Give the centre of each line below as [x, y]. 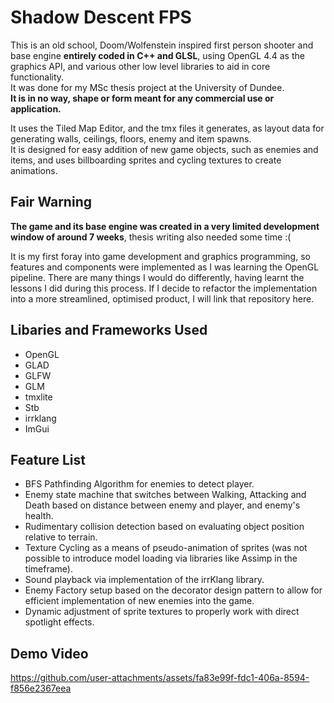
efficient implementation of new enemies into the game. [139, 601]
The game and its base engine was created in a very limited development [165, 226]
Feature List [48, 459]
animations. [34, 170]
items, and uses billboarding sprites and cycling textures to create [146, 160]
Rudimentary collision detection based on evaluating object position [164, 527]
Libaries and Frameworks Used [109, 330]
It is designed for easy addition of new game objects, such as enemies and [164, 149]
